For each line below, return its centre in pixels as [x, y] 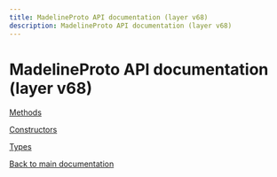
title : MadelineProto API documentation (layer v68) [109, 17]
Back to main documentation [62, 164]
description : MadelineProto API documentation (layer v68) [121, 26]
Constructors [33, 130]
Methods [26, 112]
